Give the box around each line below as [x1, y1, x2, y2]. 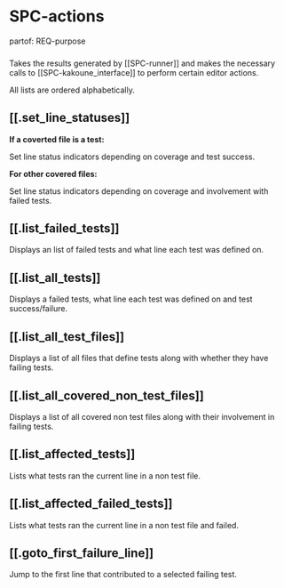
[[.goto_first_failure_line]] [9, 545, 154, 560]
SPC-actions [9, 6, 105, 27]
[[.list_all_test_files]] [9, 329, 125, 344]
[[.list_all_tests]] [9, 270, 101, 286]
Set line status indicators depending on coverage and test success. [9, 151, 256, 162]
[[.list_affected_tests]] [9, 447, 136, 462]
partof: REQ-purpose [9, 36, 86, 46]
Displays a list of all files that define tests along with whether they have [9, 353, 269, 364]
